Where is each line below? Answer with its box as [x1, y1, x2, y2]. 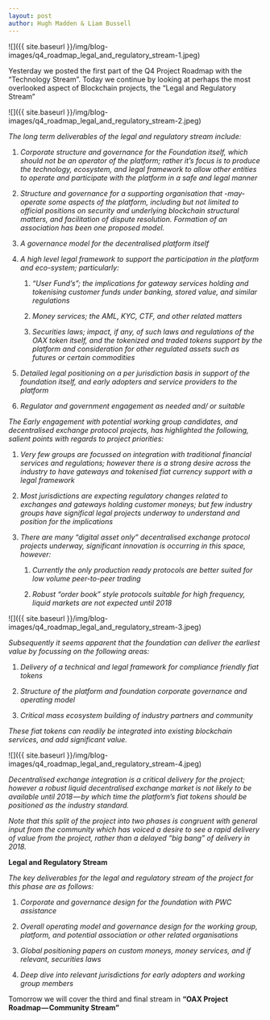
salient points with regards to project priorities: [8, 434, 164, 443]
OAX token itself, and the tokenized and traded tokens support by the [31, 335, 263, 345]
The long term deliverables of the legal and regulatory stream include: [8, 131, 242, 141]
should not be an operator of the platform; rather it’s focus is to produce [19, 155, 260, 166]
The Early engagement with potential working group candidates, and [8, 417, 238, 426]
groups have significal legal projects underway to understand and [19, 508, 240, 518]
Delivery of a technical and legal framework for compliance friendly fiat [19, 661, 260, 671]
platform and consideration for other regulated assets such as [31, 344, 240, 354]
